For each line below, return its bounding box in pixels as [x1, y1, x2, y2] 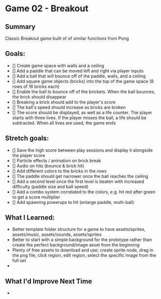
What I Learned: [5, 214, 55, 222]
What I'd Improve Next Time [5, 277, 92, 285]
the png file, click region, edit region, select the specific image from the [12, 252, 157, 258]
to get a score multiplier [12, 194, 60, 200]
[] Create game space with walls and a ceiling [12, 62, 104, 69]
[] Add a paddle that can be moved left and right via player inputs [12, 68, 144, 74]
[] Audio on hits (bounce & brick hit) [12, 163, 85, 169]
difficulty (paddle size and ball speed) [12, 183, 89, 189]
